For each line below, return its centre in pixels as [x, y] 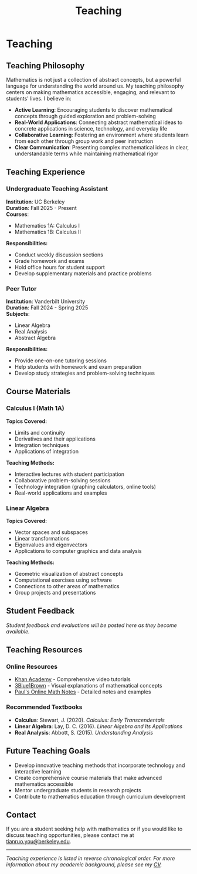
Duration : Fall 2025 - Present [42, 208]
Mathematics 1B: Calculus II [47, 232]
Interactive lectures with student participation [69, 474]
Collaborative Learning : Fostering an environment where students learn [102, 135]
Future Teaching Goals [48, 751]
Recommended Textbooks [44, 707]
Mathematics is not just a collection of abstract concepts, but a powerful [94, 80]
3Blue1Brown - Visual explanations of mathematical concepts [88, 686]
